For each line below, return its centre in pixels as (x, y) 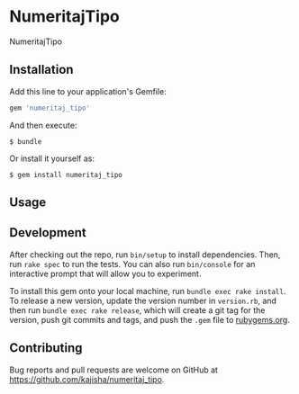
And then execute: (43, 125)
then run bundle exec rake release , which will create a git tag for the (137, 310)
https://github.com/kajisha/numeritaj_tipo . (87, 379)
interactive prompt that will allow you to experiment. (105, 273)
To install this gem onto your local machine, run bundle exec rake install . (148, 291)
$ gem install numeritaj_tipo (66, 175)
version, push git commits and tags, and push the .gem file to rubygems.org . (150, 319)
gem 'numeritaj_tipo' (50, 108)
